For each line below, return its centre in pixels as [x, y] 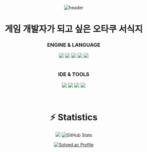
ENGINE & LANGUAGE [74, 45]
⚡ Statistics [74, 117]
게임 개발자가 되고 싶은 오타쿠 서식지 [74, 29]
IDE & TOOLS [74, 74]
